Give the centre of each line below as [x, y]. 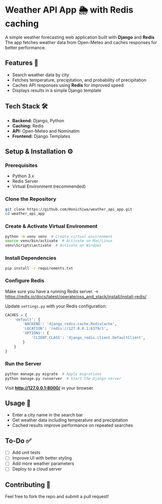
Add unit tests [26, 453]
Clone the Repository [31, 199]
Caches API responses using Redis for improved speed [68, 85]
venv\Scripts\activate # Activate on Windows [53, 245]
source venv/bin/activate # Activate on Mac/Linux [59, 241]
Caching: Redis [28, 126]
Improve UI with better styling [42, 458]
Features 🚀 [22, 63]
